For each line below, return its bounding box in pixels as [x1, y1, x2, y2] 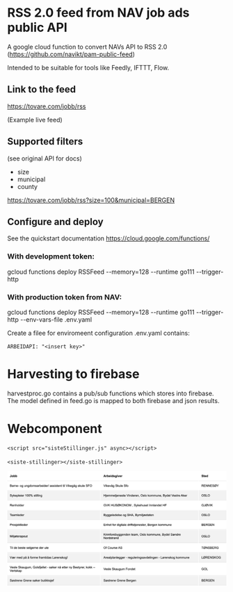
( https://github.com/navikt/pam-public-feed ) [7, 50, 136, 58]
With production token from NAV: [7, 292, 122, 302]
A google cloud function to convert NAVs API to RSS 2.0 [7, 42, 168, 51]
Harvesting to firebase [7, 366, 140, 382]
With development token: [7, 252, 95, 261]
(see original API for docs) [7, 154, 82, 163]
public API [7, 19, 67, 35]
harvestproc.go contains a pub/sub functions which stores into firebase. [7, 389, 214, 397]
